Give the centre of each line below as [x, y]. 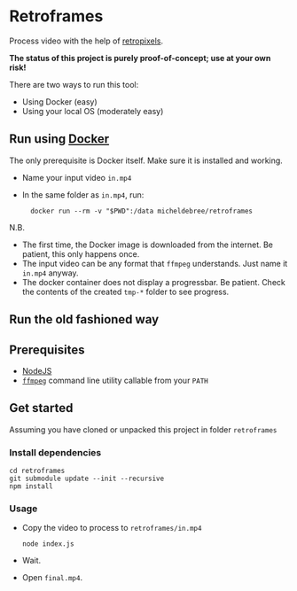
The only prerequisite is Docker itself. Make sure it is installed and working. [146, 160]
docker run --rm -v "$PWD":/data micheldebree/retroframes [142, 211]
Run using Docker [59, 139]
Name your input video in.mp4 [77, 177]
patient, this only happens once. [81, 253]
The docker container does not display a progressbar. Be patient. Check [153, 282]
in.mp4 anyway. [50, 273]
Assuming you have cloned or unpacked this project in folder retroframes [143, 429]
